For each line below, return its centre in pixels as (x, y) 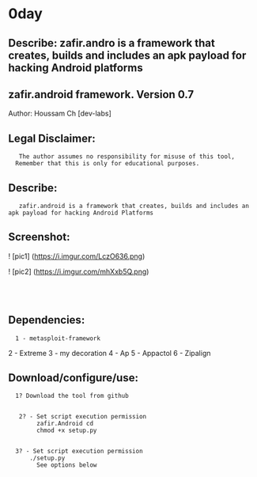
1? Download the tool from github (72, 396)
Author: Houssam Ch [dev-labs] (60, 114)
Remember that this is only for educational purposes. (108, 164)
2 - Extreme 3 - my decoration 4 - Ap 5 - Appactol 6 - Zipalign (110, 353)
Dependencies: (47, 320)
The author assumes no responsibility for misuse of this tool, (127, 157)
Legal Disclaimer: (52, 138)
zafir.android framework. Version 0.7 (101, 95)
